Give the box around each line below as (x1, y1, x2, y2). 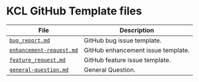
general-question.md (9, 66, 69, 73)
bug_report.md (9, 37, 51, 43)
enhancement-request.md (9, 46, 79, 54)
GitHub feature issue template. (84, 55, 172, 64)
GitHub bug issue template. (84, 36, 162, 45)
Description (119, 26, 155, 34)
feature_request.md (9, 56, 66, 63)
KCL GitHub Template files (6, 4, 142, 18)
